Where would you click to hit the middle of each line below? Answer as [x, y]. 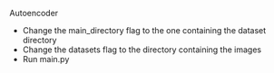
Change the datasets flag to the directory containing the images [142, 50]
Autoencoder [34, 13]
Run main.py [46, 59]
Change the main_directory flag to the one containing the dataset [144, 30]
